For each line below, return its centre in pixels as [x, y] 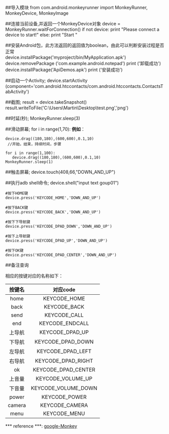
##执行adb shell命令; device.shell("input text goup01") [62, 183]
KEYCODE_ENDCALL [64, 323]
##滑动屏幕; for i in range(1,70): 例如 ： [45, 129]
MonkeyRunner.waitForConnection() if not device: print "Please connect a [82, 29]
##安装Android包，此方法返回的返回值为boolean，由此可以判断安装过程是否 [85, 45]
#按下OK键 [14, 251]
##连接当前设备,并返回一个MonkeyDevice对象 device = [63, 24]
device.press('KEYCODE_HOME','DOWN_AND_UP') [53, 198]
